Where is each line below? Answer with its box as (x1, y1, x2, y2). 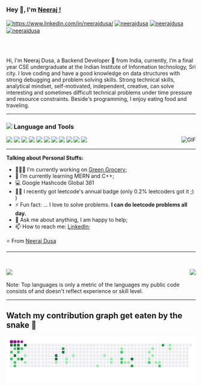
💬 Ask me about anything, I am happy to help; (14, 216, 128, 223)
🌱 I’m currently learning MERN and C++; (14, 172, 114, 179)
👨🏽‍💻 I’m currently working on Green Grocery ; (14, 166, 127, 173)
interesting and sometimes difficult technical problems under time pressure (6, 89, 192, 96)
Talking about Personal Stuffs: (6, 154, 84, 161)
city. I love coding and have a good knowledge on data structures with (6, 69, 180, 77)
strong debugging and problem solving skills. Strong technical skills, (6, 76, 176, 83)
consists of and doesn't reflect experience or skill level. (6, 287, 143, 295)
